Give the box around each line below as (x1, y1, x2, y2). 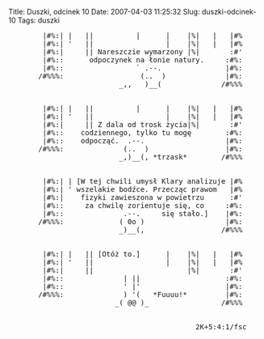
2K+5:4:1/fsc (195, 323, 248, 331)
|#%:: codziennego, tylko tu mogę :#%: (42, 129, 243, 137)
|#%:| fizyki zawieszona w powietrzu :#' (42, 193, 243, 201)
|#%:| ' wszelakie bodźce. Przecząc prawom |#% (42, 185, 243, 193)
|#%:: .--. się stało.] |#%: (42, 210, 243, 218)
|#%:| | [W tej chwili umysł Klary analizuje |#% (42, 177, 243, 185)
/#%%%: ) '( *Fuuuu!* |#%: (38, 290, 243, 299)
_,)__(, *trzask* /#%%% (119, 153, 243, 161)
